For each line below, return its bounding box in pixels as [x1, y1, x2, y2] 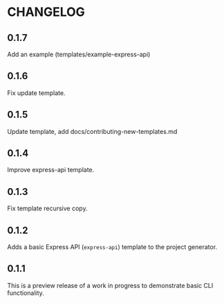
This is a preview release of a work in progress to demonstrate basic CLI [7, 281, 214, 289]
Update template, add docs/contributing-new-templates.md [7, 127, 178, 135]
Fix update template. [7, 88, 66, 97]
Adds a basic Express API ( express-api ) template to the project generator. [7, 243, 218, 251]
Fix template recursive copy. [7, 204, 88, 212]
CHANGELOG [7, 4, 85, 20]
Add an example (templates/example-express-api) [7, 50, 151, 58]
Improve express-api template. [7, 166, 95, 174]
